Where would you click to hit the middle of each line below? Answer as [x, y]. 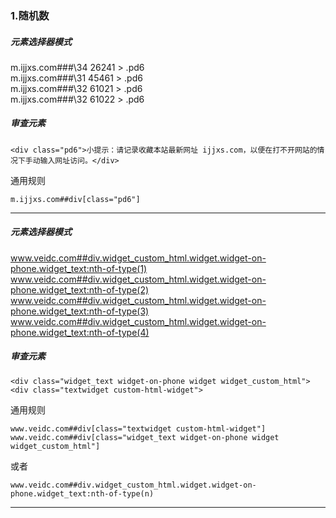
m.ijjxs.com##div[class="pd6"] [75, 199]
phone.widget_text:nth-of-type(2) [80, 289]
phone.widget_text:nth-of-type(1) [79, 268]
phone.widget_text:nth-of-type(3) [80, 311]
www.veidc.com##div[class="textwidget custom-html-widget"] [138, 428]
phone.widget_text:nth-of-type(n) [82, 493]
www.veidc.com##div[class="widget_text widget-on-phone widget [145, 437]
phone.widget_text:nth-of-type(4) [80, 332]
